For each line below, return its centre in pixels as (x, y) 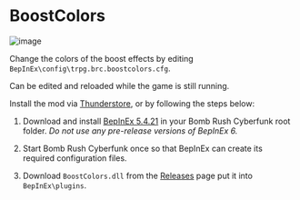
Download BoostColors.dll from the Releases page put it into (137, 175)
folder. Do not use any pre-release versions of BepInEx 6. (130, 130)
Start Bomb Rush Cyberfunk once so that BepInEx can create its (143, 148)
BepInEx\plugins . (55, 185)
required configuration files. (75, 158)
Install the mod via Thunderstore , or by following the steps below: (132, 103)
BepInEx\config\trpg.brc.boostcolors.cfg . (90, 68)
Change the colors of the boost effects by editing (101, 58)
